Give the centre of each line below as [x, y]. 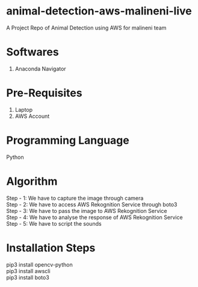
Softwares [32, 52]
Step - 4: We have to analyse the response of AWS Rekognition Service [94, 217]
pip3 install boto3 [28, 277]
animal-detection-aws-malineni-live [99, 11]
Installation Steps [51, 248]
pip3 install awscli [28, 271]
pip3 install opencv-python [40, 264]
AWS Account [32, 116]
